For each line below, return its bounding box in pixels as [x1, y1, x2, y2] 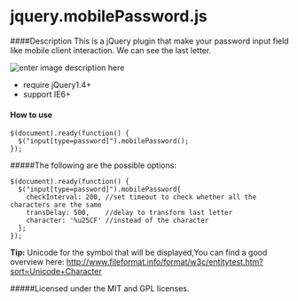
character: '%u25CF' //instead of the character [26, 216, 209, 226]
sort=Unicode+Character [10, 266, 102, 277]
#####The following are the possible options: [10, 160, 176, 170]
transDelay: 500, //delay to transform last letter [26, 209, 233, 218]
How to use [10, 109, 52, 120]
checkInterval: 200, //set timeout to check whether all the [26, 193, 256, 202]
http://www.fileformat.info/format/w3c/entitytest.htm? [66, 257, 264, 267]
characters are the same [10, 201, 102, 210]
